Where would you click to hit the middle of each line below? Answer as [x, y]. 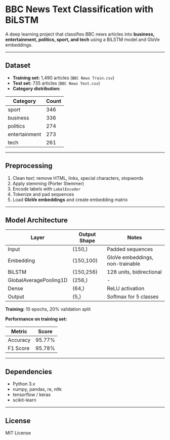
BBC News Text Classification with [79, 9]
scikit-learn [24, 400]
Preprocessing [29, 166]
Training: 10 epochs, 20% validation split [48, 309]
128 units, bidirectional [134, 272]
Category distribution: [36, 88]
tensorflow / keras [32, 395]
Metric [19, 332]
